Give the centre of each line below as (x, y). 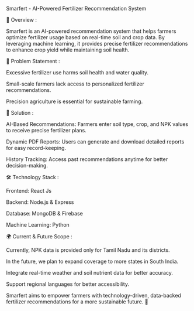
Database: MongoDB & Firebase (44, 213)
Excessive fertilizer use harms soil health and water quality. (77, 72)
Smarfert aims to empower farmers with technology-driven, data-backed (93, 295)
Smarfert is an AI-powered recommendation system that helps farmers (91, 31)
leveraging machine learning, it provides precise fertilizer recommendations (97, 44)
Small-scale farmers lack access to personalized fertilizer (75, 84)
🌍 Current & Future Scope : (39, 236)
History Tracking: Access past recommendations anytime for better (87, 159)
